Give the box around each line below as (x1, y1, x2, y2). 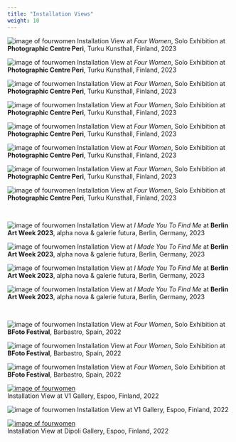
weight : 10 (7, 17, 40, 24)
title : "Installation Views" (7, 10, 94, 18)
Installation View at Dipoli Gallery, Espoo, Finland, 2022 (7, 426, 169, 435)
